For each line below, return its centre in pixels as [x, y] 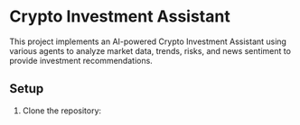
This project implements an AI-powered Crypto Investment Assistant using [148, 41]
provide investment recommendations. [81, 60]
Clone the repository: [62, 111]
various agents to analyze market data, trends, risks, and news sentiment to [150, 50]
